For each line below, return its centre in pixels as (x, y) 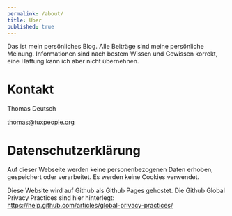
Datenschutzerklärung (74, 150)
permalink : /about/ (36, 14)
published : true (31, 26)
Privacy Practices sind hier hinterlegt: (61, 198)
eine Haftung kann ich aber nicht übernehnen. (73, 61)
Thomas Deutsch (32, 109)
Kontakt (31, 90)
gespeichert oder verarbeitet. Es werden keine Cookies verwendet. (103, 177)
